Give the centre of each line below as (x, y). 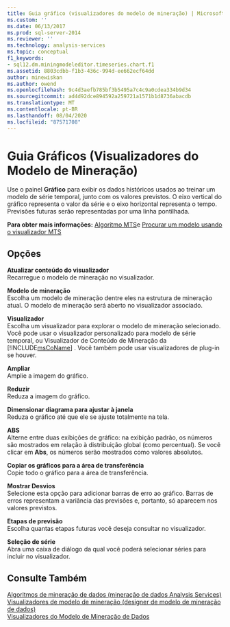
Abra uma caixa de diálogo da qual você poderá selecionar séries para (107, 549)
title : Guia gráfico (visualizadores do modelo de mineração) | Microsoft (116, 13)
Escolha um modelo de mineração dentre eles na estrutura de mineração (110, 298)
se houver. (22, 355)
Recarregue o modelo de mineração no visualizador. (81, 277)
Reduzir (18, 389)
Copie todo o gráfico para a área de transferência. (78, 473)
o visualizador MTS (34, 232)
